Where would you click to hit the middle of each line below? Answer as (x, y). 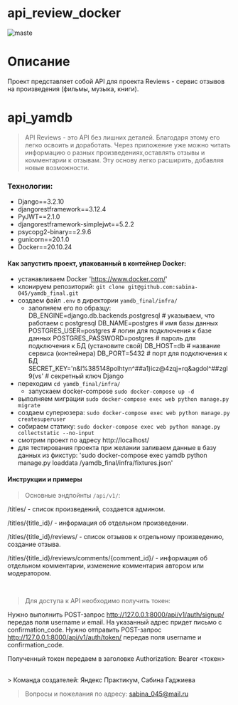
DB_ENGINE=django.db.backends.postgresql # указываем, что (121, 315)
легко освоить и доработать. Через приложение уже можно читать (128, 145)
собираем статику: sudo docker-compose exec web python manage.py (119, 427)
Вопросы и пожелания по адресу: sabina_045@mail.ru (107, 694)
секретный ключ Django (87, 376)
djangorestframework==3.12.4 (62, 209)
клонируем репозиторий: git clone (71, 287)
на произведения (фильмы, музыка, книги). (73, 89)
